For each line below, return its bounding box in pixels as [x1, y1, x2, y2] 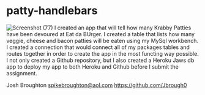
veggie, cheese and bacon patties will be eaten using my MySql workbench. [6, 37, 199, 44]
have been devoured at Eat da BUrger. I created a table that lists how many [6, 30, 195, 37]
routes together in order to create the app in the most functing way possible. [6, 50, 199, 57]
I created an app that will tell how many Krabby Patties [54, 24, 192, 31]
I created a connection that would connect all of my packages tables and [6, 44, 190, 51]
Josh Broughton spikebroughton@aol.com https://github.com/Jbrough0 [6, 81, 187, 89]
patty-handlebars [6, 4, 98, 18]
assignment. [6, 69, 38, 77]
